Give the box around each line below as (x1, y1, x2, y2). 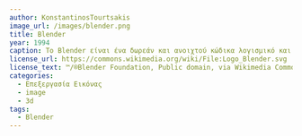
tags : (9, 105, 30, 114)
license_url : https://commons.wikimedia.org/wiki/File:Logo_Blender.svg (9, 55, 288, 64)
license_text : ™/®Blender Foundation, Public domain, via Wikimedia (9, 64, 271, 72)
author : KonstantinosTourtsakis (9, 13, 130, 22)
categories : (9, 72, 54, 81)
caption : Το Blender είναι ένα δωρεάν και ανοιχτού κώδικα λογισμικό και (9, 47, 292, 55)
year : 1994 (9, 38, 50, 47)
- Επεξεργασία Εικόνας (17, 80, 102, 89)
